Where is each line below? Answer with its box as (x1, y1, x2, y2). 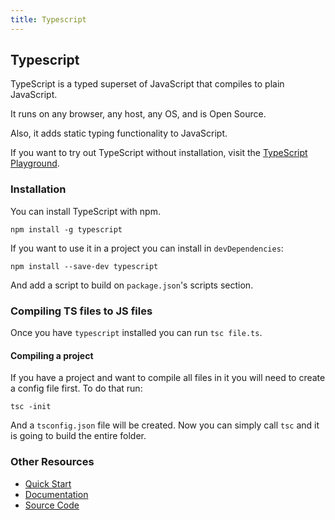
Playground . (10, 157, 60, 170)
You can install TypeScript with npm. (10, 205, 161, 217)
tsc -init (10, 402, 52, 412)
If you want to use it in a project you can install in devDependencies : (10, 242, 284, 254)
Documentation (24, 488, 89, 500)
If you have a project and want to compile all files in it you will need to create (10, 372, 326, 384)
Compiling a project (10, 349, 94, 361)
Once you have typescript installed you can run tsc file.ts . (10, 327, 263, 339)
